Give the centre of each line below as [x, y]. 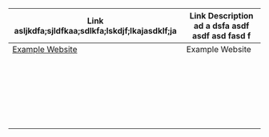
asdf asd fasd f [221, 36]
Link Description [221, 16]
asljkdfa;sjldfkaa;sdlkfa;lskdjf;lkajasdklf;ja [96, 31]
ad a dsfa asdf [221, 26]
